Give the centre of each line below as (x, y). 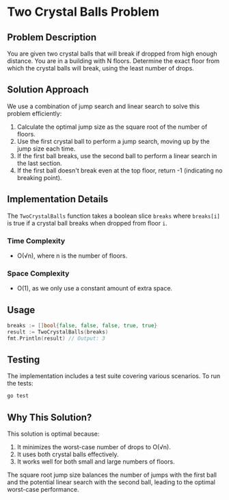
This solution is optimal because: (53, 434)
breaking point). (39, 177)
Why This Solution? (50, 417)
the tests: (20, 384)
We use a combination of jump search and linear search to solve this (104, 106)
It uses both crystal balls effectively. (68, 454)
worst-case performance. (43, 490)
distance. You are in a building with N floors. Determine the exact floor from (113, 61)
